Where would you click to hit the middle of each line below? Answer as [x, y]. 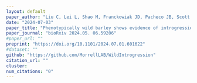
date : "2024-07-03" [30, 22]
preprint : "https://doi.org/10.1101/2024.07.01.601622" [76, 44]
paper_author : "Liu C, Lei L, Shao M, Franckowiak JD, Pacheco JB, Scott [98, 17]
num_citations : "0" [30, 71]
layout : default [26, 11]
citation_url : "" [27, 60]
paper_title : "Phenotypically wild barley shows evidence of [82, 28]
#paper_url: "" [25, 39]
